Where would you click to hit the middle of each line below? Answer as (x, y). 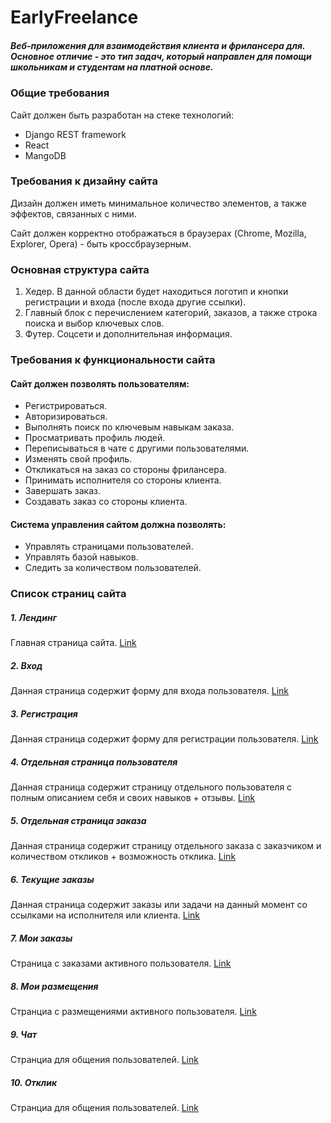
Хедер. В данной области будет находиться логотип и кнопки (156, 292)
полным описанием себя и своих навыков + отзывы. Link (133, 798)
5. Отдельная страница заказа (78, 820)
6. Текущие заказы (52, 879)
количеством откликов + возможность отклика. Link (123, 857)
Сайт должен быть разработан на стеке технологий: (122, 115)
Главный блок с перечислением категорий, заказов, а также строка (171, 313)
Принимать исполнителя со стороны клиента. (123, 480)
